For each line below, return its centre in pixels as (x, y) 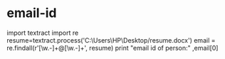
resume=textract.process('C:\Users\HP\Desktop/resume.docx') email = (111, 40)
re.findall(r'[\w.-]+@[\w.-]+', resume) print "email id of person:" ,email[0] (112, 48)
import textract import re (43, 33)
